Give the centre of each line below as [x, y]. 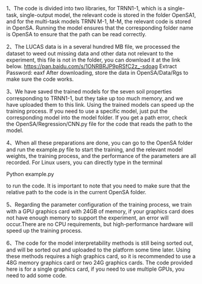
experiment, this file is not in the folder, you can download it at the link [93, 60]
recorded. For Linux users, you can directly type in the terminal [84, 162]
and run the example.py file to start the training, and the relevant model [94, 150]
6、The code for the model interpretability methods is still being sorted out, [100, 243]
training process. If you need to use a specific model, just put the [87, 111]
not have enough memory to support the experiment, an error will [87, 218]
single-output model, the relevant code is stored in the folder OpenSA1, [108, 15]
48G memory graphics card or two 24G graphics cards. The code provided [99, 263]
